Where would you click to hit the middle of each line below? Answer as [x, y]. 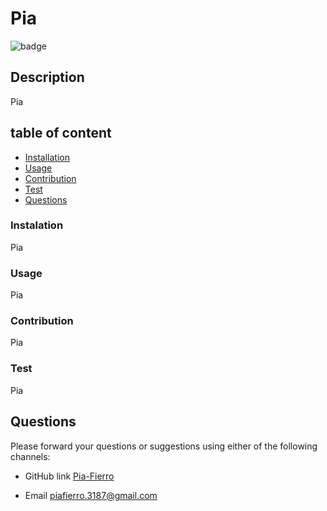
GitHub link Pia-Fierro [69, 476]
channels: [30, 456]
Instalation [37, 225]
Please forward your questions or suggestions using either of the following [164, 446]
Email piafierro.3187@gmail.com [91, 495]
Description [47, 77]
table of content [61, 133]
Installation [47, 157]
